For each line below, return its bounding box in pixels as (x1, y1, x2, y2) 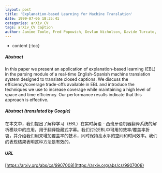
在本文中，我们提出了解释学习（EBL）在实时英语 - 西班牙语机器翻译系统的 (5, 120, 153, 126)
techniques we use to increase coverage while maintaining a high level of (5, 86, 151, 92)
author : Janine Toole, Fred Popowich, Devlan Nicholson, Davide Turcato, (5, 29, 157, 34)
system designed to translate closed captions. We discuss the (5, 76, 129, 82)
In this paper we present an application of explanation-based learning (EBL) (5, 66, 156, 72)
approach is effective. (5, 97, 48, 102)
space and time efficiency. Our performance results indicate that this (5, 91, 142, 97)
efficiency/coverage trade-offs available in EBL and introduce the (5, 81, 135, 87)
